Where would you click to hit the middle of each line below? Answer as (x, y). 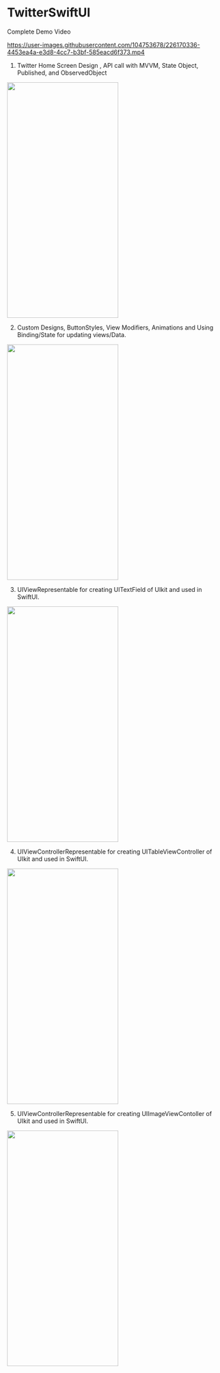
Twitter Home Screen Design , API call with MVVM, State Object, (108, 65)
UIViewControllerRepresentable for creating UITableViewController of (114, 852)
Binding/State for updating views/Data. (71, 334)
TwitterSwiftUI (49, 13)
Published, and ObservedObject (62, 73)
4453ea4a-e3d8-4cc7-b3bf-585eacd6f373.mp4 (76, 52)
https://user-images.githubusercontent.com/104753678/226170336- (104, 45)
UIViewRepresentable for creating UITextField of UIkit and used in (109, 589)
